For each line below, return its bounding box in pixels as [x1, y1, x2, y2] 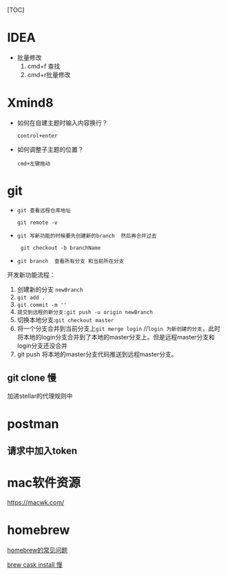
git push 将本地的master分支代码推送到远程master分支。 [17, 350, 177, 358]
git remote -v [17, 219, 58, 226]
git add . [17, 294, 46, 301]
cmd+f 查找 [27, 62, 61, 70]
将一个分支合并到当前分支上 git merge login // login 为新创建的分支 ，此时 [17, 324, 221, 332]
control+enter [17, 132, 58, 139]
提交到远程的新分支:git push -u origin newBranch [17, 308, 153, 315]
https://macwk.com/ [7, 498, 65, 507]
